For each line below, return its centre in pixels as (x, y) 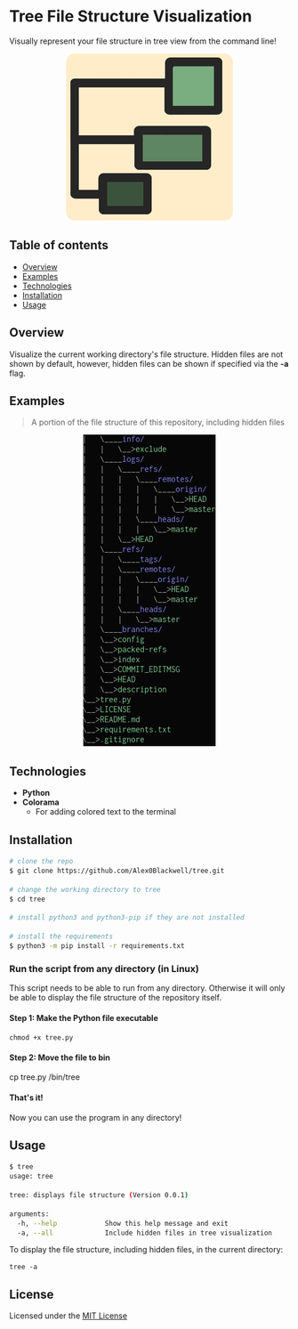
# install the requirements (61, 936)
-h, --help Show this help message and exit (123, 1223)
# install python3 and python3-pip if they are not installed (127, 918)
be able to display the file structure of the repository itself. (116, 998)
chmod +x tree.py (41, 1038)
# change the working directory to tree (85, 889)
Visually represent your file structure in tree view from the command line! (143, 41)
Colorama (40, 802)
